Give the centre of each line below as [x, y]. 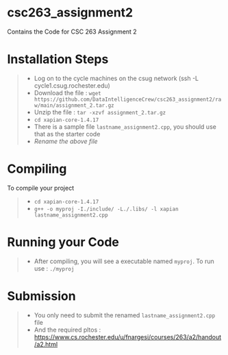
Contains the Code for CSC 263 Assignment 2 [72, 32]
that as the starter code [67, 134]
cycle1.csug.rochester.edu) [72, 85]
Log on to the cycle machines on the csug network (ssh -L [116, 78]
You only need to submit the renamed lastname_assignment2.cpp [125, 315]
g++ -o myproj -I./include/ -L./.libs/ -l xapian [106, 209]
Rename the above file [66, 141]
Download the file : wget [67, 93]
